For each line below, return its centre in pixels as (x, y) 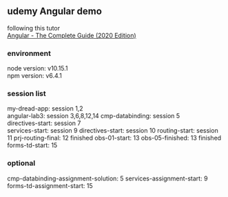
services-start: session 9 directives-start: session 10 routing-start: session (113, 131)
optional (21, 163)
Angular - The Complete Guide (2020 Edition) (72, 35)
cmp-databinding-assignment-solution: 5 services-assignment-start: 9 (107, 178)
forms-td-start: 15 (32, 145)
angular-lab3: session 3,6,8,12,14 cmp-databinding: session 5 (94, 116)
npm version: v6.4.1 (34, 76)
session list (27, 94)
